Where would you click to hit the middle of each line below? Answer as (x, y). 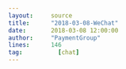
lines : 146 (35, 45)
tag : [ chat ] (44, 52)
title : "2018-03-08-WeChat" (63, 23)
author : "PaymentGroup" (55, 38)
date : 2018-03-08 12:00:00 (63, 30)
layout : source (40, 15)
